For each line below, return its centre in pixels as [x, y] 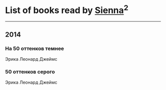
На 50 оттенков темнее [35, 48]
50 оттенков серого [30, 71]
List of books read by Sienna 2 [67, 10]
